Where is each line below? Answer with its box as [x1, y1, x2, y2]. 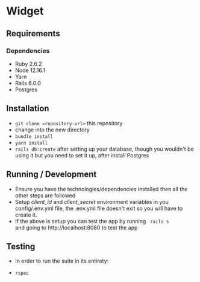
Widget [6, 4, 44, 18]
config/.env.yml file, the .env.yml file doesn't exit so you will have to [14, 205, 183, 212]
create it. [14, 211, 37, 218]
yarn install [14, 140, 48, 146]
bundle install [14, 133, 54, 140]
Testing [6, 241, 36, 252]
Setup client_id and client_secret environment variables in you [14, 198, 169, 205]
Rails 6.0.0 [14, 79, 41, 87]
